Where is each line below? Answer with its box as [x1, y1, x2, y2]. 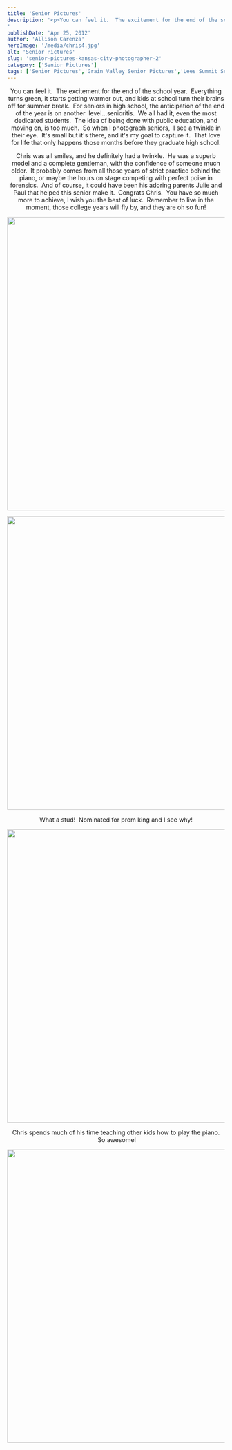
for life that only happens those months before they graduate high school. [11, 138, 221, 146]
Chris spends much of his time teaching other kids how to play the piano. [12, 1128, 220, 1137]
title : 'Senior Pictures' [7, 10, 81, 17]
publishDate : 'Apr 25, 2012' [7, 29, 91, 37]
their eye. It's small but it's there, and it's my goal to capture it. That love [11, 130, 221, 139]
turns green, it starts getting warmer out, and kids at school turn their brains [8, 94, 224, 102]
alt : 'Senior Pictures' [7, 49, 76, 56]
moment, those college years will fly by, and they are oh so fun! [26, 203, 206, 211]
